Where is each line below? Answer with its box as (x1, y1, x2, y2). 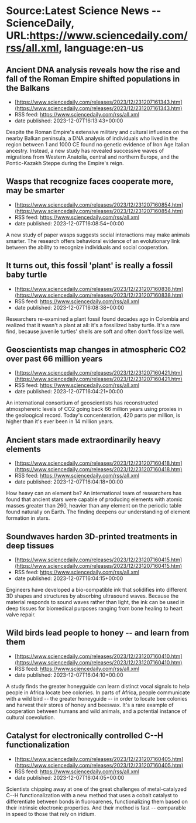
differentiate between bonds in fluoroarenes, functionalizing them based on (6, 798, 188, 805)
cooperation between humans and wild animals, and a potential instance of (6, 707, 187, 715)
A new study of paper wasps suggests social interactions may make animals (6, 231, 190, 238)
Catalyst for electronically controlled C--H (6, 731, 164, 741)
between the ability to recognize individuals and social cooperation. (6, 244, 169, 251)
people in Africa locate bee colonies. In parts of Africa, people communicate (6, 689, 190, 696)
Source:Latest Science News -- (6, 4, 161, 18)
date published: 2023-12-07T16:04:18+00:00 (14, 478, 123, 485)
